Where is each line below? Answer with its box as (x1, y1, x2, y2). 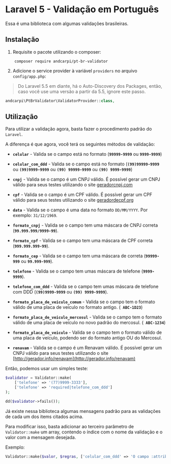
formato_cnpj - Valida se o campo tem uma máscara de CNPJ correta (12, 222, 158, 228)
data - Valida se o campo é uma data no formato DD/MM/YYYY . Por (12, 207, 148, 213)
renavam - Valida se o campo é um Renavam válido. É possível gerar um (12, 345, 162, 351)
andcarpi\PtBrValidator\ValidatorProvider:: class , (5, 98, 115, 103)
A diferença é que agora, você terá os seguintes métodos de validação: (5, 141, 155, 148)
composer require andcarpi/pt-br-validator (14, 59, 108, 64)
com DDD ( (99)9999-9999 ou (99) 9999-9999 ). (12, 289, 108, 295)
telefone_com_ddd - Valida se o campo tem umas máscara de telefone (12, 283, 159, 289)
